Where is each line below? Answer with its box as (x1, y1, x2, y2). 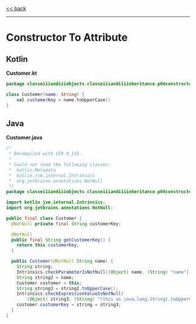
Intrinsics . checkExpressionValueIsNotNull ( (16, 291, 124, 297)
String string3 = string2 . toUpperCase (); (16, 285, 118, 291)
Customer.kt (6, 70, 37, 77)
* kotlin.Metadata (8, 167, 57, 173)
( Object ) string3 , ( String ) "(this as (27, 297, 121, 302)
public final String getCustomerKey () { (11, 237, 111, 243)
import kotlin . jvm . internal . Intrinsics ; (6, 199, 106, 205)
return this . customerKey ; (16, 242, 80, 248)
